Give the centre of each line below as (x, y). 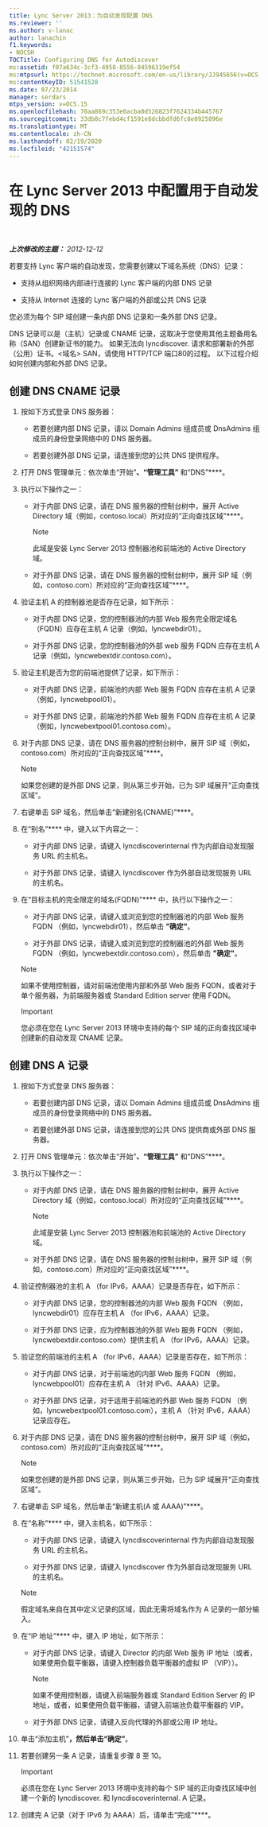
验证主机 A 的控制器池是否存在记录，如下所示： (98, 602)
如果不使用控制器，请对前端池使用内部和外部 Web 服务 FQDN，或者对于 (138, 986)
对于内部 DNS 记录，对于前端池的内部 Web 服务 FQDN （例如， (136, 1373)
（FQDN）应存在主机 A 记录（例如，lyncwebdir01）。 (119, 629)
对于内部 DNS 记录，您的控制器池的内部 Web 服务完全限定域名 (135, 619)
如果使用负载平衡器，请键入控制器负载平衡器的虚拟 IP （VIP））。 (137, 1662)
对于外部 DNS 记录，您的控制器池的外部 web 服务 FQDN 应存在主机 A (146, 646)
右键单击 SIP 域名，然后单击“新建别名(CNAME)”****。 (109, 813)
